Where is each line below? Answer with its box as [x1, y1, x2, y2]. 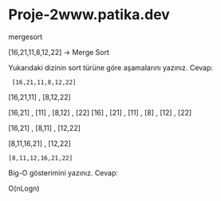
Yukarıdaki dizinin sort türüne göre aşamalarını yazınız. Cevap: [8, 62, 214, 73]
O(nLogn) [8, 183, 40, 193]
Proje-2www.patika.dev [8, 6, 170, 24]
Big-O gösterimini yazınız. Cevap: [8, 167, 118, 177]
